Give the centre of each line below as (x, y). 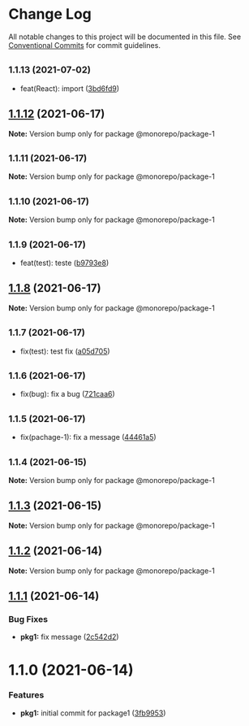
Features (26, 695)
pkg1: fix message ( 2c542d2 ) (69, 637)
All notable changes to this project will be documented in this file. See (125, 37)
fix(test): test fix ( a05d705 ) (65, 351)
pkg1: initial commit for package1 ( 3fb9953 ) (93, 713)
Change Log (50, 14)
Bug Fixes (28, 619)
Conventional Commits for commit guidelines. (84, 45)
